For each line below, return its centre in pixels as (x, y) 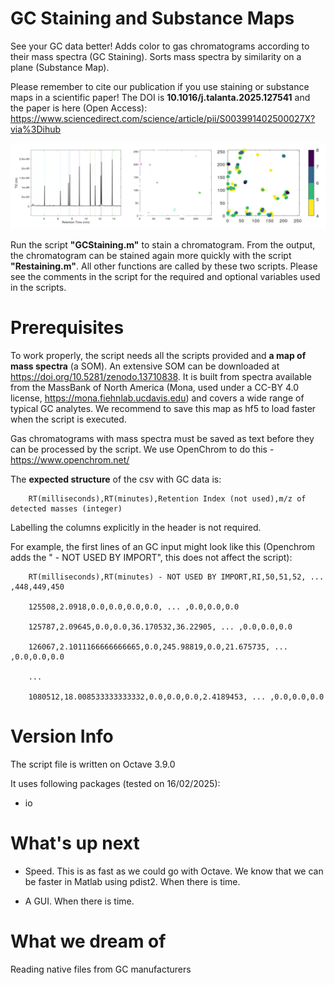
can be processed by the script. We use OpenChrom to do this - (142, 449)
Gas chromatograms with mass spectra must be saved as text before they (162, 438)
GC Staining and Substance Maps (152, 18)
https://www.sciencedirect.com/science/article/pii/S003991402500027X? (163, 118)
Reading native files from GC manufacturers (101, 969)
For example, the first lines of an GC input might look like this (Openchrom (162, 546)
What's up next (75, 843)
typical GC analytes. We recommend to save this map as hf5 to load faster (163, 408)
